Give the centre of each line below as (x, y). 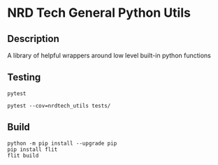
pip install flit (32, 149)
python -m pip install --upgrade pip (62, 143)
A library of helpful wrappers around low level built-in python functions (109, 55)
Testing (24, 77)
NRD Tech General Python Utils (99, 13)
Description (33, 39)
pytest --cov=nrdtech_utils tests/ (59, 106)
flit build (23, 155)
